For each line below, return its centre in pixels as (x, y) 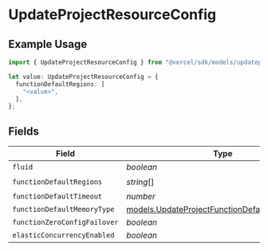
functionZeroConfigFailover (65, 222)
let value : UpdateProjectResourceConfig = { (83, 76)
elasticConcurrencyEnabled (63, 235)
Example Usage (48, 44)
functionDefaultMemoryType (63, 210)
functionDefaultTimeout (57, 196)
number (141, 197)
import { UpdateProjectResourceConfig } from (85, 62)
